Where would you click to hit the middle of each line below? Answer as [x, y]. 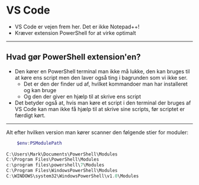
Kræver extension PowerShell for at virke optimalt [75, 33]
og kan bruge [40, 90]
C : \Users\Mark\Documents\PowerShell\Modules [62, 154]
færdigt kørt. [30, 115]
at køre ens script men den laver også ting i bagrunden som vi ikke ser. [101, 77]
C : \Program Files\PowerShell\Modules [53, 160]
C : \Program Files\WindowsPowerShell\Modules [62, 171]
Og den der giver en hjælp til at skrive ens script [82, 96]
